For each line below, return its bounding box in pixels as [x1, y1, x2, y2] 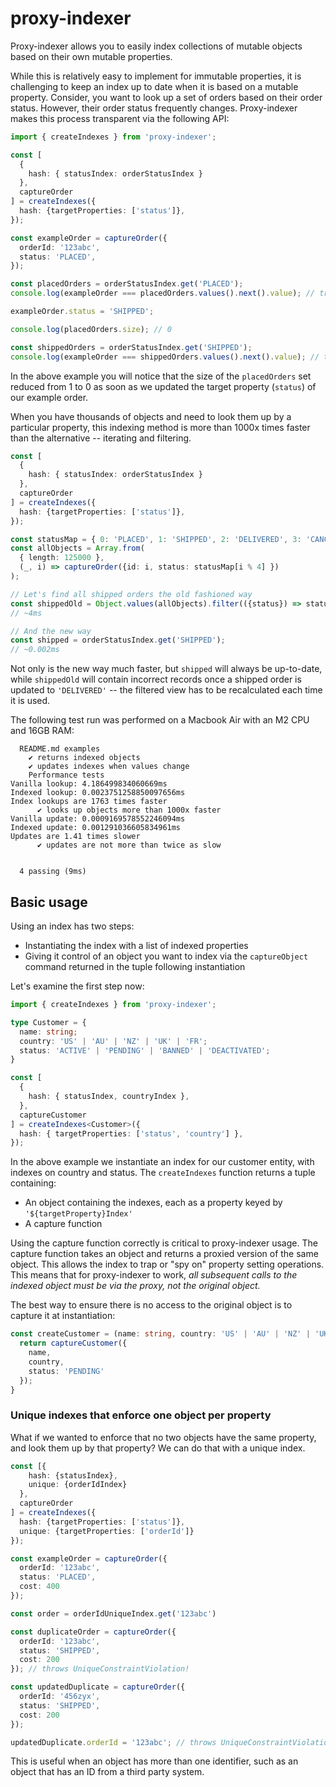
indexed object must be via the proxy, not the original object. [10, 1280, 261, 1292]
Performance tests [28, 770, 105, 781]
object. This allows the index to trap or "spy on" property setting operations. [10, 1258, 325, 1271]
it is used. [10, 695, 51, 707]
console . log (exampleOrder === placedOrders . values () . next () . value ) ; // [10, 288, 315, 299]
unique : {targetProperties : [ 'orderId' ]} [19, 1526, 195, 1536]
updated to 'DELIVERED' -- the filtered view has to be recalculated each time [10, 684, 323, 696]
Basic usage [10, 893, 88, 911]
